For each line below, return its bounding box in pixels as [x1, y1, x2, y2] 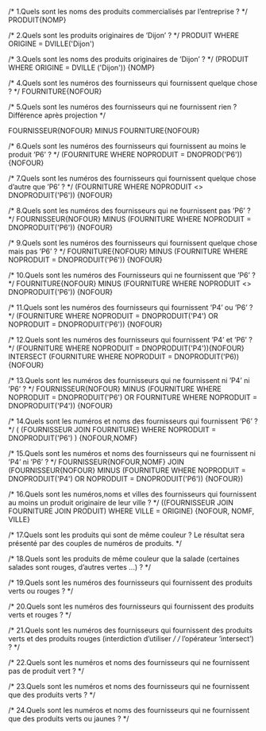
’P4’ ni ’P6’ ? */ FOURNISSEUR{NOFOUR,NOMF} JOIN [8, 457, 185, 466]
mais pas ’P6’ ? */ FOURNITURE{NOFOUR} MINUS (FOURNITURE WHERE [8, 246, 249, 256]
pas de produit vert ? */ [8, 667, 85, 675]
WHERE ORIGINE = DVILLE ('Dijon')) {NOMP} [8, 63, 155, 72]
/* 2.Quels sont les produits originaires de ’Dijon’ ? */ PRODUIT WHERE [8, 31, 240, 40]
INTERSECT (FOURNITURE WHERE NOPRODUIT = [8, 352, 173, 361]
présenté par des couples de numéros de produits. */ [8, 539, 183, 547]
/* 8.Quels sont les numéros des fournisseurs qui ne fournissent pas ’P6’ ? [8, 206, 252, 215]
